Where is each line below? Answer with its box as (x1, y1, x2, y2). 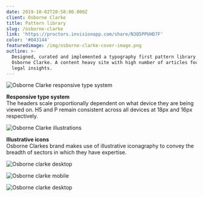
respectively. (6, 112, 38, 120)
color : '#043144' (6, 37, 50, 43)
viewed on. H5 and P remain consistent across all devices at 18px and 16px (6, 106, 193, 114)
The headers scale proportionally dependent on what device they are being (6, 100, 195, 107)
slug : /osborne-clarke (6, 25, 63, 32)
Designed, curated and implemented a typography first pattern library (11, 54, 196, 60)
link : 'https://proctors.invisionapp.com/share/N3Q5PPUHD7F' (6, 31, 164, 37)
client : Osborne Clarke (6, 15, 66, 21)
